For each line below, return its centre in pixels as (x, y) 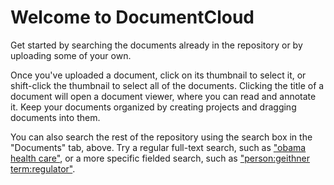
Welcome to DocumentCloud (132, 17)
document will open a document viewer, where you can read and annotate (163, 96)
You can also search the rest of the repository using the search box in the (161, 137)
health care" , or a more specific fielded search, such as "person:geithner (160, 158)
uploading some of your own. (71, 55)
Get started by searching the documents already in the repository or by (156, 45)
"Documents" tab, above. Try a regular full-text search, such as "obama (158, 147)
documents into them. (55, 117)
